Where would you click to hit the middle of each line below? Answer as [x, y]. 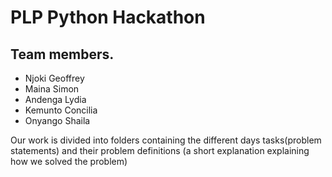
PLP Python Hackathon [108, 17]
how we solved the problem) [69, 161]
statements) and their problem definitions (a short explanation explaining [160, 150]
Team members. [62, 54]
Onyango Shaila [57, 120]
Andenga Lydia [55, 99]
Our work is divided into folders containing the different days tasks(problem [166, 140]
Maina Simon [52, 89]
